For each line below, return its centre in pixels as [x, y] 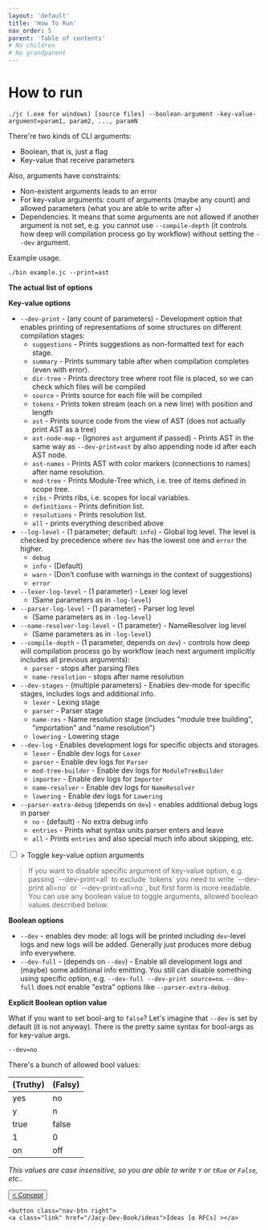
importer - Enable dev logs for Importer [97, 778]
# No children [32, 46]
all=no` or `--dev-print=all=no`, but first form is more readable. [149, 887]
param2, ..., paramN [104, 121]
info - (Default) [57, 566]
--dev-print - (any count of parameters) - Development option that [131, 319]
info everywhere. [48, 952]
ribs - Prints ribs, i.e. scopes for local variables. [111, 497]
